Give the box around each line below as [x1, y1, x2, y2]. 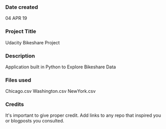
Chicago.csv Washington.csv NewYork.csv [5, 88, 96, 94]
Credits [5, 101, 24, 108]
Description [5, 52, 35, 59]
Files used [5, 76, 32, 84]
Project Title [5, 28, 37, 35]
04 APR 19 [5, 15, 27, 21]
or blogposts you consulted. [5, 118, 65, 124]
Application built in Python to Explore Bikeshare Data [5, 64, 116, 70]
